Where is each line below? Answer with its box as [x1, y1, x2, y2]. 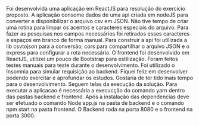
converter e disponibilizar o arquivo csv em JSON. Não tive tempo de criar [6, 18, 189, 24]
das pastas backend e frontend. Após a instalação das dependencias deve [6, 93, 189, 100]
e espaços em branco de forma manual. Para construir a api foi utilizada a [6, 37, 188, 43]
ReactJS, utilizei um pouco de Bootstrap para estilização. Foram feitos [6, 56, 179, 62]
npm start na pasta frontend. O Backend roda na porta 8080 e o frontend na [6, 106, 193, 113]
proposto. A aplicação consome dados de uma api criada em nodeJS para [6, 11, 189, 18]
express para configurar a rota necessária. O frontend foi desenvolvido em [6, 49, 189, 56]
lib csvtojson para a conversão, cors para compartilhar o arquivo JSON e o [6, 43, 189, 50]
